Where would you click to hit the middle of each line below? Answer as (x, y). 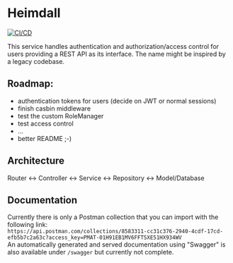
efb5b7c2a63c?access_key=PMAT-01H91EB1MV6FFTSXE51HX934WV (95, 238)
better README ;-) (45, 138)
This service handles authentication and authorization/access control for (113, 46)
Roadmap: (30, 84)
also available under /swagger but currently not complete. (91, 252)
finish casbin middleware (54, 108)
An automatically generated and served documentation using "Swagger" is (116, 245)
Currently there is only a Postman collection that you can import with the (113, 217)
